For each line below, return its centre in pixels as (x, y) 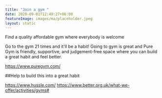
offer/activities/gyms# (27, 90)
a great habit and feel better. (34, 57)
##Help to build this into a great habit (42, 76)
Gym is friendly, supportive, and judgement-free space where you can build (81, 52)
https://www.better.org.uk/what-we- (93, 85)
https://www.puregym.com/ (33, 66)
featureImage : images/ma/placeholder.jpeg (49, 19)
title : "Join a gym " (27, 10)
